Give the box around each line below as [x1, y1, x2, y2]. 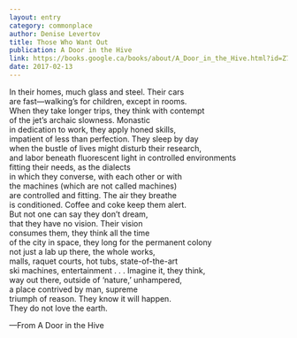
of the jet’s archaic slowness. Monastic [9, 114, 150, 125]
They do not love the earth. [9, 303, 108, 313]
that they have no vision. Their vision [9, 218, 143, 228]
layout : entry [9, 12, 62, 22]
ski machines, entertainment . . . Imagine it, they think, [9, 265, 206, 275]
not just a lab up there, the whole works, [9, 246, 156, 257]
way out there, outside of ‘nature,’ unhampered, [9, 274, 183, 285]
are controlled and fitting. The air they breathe [9, 189, 177, 200]
